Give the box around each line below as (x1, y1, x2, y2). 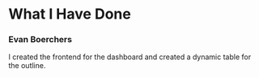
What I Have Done (8, 5, 131, 24)
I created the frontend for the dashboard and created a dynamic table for (8, 52, 252, 62)
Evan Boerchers (8, 34, 73, 45)
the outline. (8, 61, 46, 71)
